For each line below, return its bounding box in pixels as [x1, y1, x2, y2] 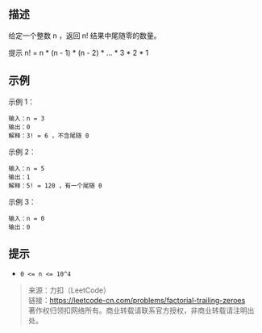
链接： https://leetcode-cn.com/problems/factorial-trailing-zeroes [27, 296, 246, 306]
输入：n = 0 [8, 214, 45, 222]
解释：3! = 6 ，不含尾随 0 [8, 132, 89, 140]
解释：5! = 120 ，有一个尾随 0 [8, 181, 102, 190]
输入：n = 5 [8, 164, 45, 172]
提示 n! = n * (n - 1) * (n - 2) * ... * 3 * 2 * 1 [8, 48, 149, 57]
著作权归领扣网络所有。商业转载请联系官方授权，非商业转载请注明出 [27, 306, 255, 315]
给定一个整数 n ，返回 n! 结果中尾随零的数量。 [8, 31, 161, 40]
